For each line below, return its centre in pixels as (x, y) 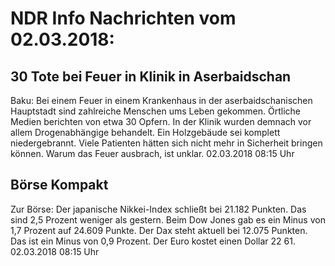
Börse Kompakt (59, 185)
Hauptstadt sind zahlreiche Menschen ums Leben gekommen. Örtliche (155, 111)
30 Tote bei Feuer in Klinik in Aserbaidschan (151, 76)
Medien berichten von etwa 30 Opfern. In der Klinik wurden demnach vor (161, 121)
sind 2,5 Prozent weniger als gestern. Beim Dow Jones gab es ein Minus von (168, 219)
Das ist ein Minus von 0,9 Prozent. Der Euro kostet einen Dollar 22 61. (153, 241)
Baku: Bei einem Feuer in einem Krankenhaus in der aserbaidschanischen (161, 100)
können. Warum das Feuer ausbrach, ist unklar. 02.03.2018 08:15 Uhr (152, 153)
